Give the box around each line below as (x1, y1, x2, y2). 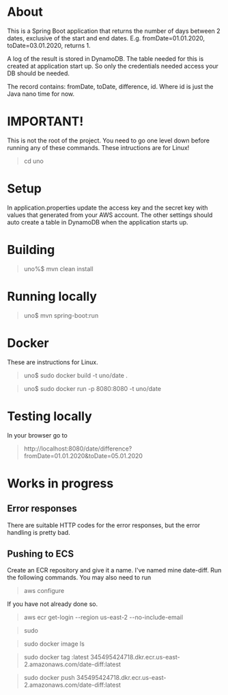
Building (7, 242, 55, 257)
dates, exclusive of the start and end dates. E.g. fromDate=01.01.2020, (7, 34, 205, 42)
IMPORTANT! (7, 114, 84, 129)
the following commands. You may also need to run (7, 573, 152, 582)
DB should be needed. (7, 69, 70, 77)
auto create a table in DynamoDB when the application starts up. (7, 218, 189, 226)
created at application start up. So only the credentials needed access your (7, 62, 218, 70)
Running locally (7, 288, 98, 304)
